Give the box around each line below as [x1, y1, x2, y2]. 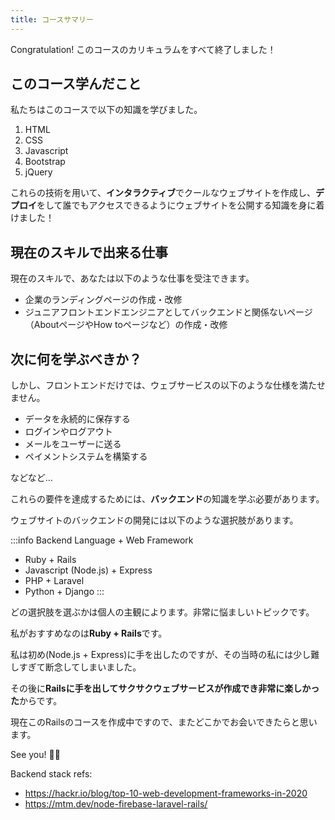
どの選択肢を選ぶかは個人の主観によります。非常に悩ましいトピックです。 [10, 606, 315, 618]
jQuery [24, 166, 53, 178]
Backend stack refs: [10, 768, 93, 780]
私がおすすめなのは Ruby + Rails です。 [10, 627, 168, 640]
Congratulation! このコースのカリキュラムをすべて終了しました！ [10, 43, 277, 55]
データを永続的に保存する [24, 413, 131, 425]
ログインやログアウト [24, 426, 113, 438]
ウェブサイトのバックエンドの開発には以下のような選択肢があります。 [10, 514, 299, 526]
